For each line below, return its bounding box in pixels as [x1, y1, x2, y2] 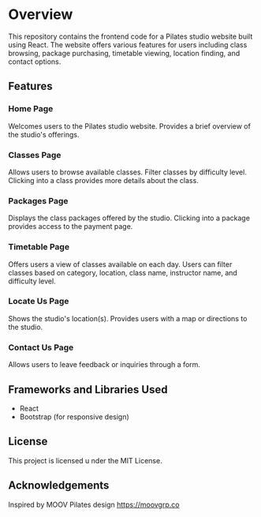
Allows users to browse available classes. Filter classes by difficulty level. [8, 167, 247, 177]
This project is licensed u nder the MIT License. [8, 455, 163, 465]
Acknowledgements [8, 479, 110, 493]
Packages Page [8, 195, 69, 206]
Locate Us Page [8, 296, 69, 307]
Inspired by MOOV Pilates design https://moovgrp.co [8, 500, 180, 509]
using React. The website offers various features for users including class [8, 39, 248, 49]
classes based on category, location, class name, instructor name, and [8, 268, 238, 277]
